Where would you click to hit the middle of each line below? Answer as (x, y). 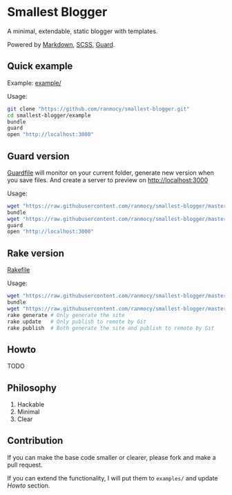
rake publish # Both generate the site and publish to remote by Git (111, 328)
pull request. (25, 465)
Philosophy (32, 388)
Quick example (40, 66)
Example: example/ (35, 83)
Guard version (38, 156)
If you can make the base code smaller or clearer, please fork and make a (112, 457)
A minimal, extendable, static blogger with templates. (83, 31)
